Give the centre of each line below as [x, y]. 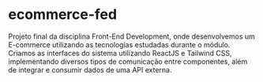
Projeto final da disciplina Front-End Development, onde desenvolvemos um [131, 36]
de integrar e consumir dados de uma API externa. [90, 69]
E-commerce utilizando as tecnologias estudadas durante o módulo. [119, 44]
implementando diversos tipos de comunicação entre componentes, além [128, 61]
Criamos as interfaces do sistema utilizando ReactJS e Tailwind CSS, [120, 53]
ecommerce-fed [62, 15]
